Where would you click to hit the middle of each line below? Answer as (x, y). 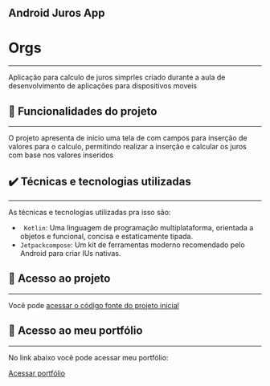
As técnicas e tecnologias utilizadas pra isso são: (90, 212)
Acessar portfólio (37, 373)
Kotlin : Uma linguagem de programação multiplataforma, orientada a (139, 227)
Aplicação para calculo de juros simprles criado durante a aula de (117, 77)
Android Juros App (57, 13)
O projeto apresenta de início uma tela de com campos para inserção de (128, 138)
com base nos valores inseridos (61, 155)
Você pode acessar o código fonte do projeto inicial (94, 305)
